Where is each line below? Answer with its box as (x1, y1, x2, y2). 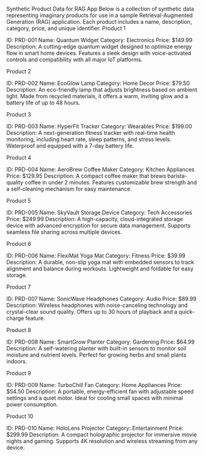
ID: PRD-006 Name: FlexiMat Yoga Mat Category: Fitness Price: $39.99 (6, 252, 186, 259)
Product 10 (6, 413, 34, 420)
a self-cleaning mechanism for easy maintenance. (6, 186, 133, 192)
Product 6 (6, 241, 32, 247)
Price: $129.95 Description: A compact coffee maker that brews (6, 172, 166, 179)
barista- (167, 172, 188, 179)
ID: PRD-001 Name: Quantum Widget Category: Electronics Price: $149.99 (6, 37, 192, 43)
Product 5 (6, 197, 32, 204)
